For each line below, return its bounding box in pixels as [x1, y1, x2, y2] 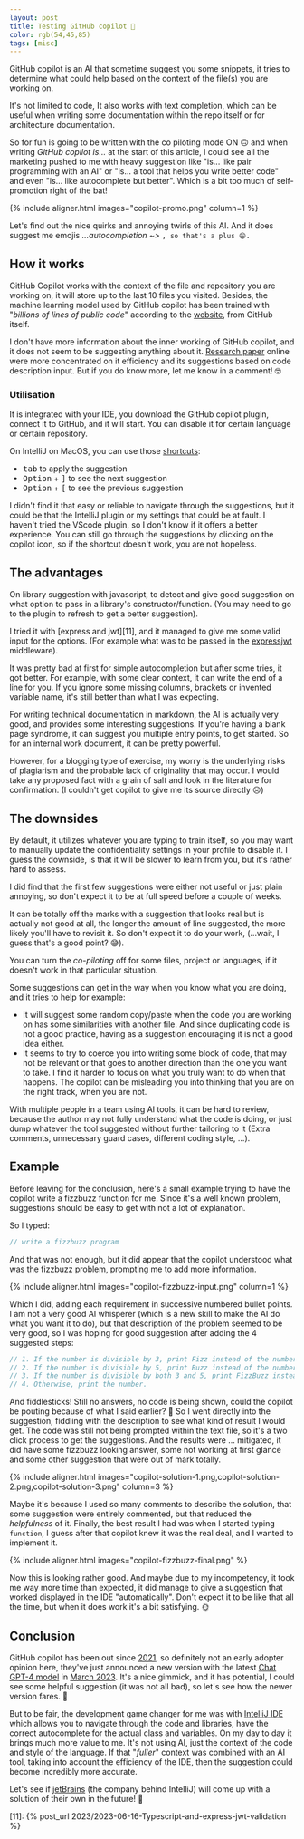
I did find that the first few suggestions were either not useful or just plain [9, 881, 283, 892]
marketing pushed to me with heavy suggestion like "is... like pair [9, 156, 252, 168]
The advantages [9, 565, 104, 580]
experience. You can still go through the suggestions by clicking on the [9, 529, 274, 540]
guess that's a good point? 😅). [9, 937, 125, 948]
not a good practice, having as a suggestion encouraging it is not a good [22, 1028, 293, 1039]
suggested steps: [9, 1337, 74, 1348]
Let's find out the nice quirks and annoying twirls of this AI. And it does [9, 220, 274, 231]
